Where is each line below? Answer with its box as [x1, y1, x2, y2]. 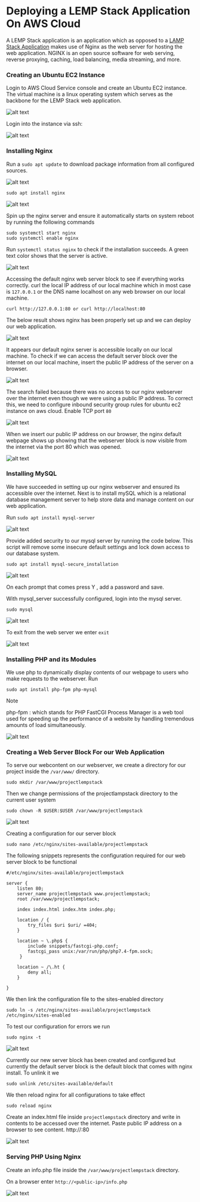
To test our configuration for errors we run [6, 1023, 110, 1030]
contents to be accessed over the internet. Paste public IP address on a [6, 1120, 182, 1127]
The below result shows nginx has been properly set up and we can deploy [6, 316, 191, 324]
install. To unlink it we [6, 1069, 60, 1076]
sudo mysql [6, 606, 33, 613]
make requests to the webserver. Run [6, 675, 99, 683]
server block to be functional [6, 859, 78, 866]
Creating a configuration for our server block [6, 830, 116, 837]
